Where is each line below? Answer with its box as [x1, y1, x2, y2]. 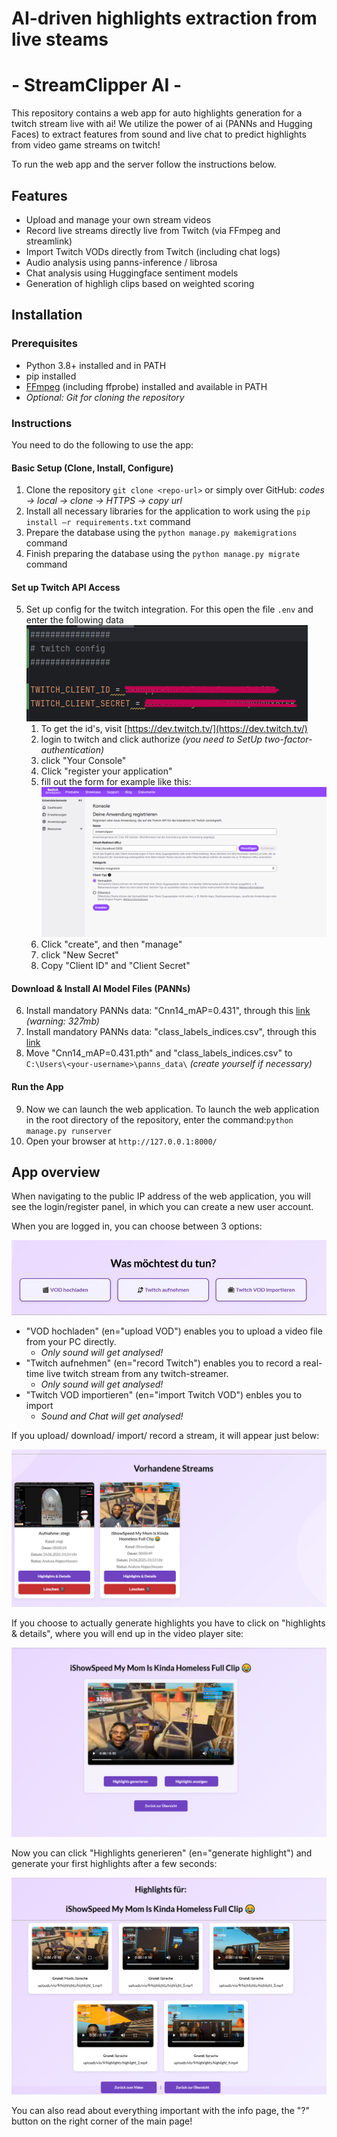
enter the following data [25, 614, 124, 626]
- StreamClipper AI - [11, 74, 183, 97]
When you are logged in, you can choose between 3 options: [11, 1220, 263, 1232]
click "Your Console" [40, 755, 127, 767]
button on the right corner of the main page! [11, 2115, 193, 2127]
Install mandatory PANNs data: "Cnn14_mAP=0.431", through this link [25, 1005, 311, 1017]
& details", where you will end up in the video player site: [11, 1628, 244, 1640]
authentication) [40, 744, 105, 756]
